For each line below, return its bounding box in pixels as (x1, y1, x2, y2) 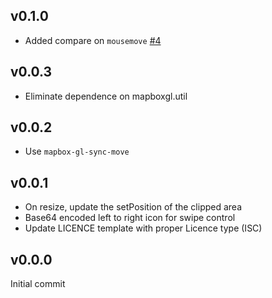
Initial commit (10, 278, 66, 290)
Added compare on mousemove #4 (24, 34, 162, 46)
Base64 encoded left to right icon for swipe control (24, 212, 236, 224)
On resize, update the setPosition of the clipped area (24, 201, 243, 213)
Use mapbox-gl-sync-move (24, 145, 130, 158)
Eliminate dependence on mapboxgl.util (24, 90, 188, 102)
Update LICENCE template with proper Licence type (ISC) (24, 222, 263, 234)
